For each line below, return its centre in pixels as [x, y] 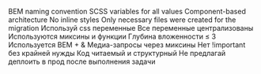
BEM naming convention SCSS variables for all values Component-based [127, 11]
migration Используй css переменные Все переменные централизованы [131, 28]
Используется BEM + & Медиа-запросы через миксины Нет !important [127, 45]
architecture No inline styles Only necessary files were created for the [122, 20]
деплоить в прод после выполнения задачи [82, 61]
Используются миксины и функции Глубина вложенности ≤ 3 [112, 36]
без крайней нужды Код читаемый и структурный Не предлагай [117, 53]
